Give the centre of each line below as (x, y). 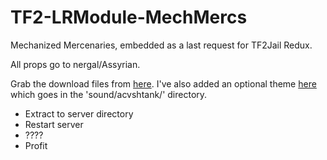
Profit (36, 145)
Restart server (54, 124)
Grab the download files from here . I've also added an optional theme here (163, 83)
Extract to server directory (79, 113)
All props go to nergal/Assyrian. (75, 64)
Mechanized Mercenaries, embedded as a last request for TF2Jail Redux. (161, 45)
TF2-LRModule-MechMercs (129, 17)
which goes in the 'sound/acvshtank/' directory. (109, 94)
